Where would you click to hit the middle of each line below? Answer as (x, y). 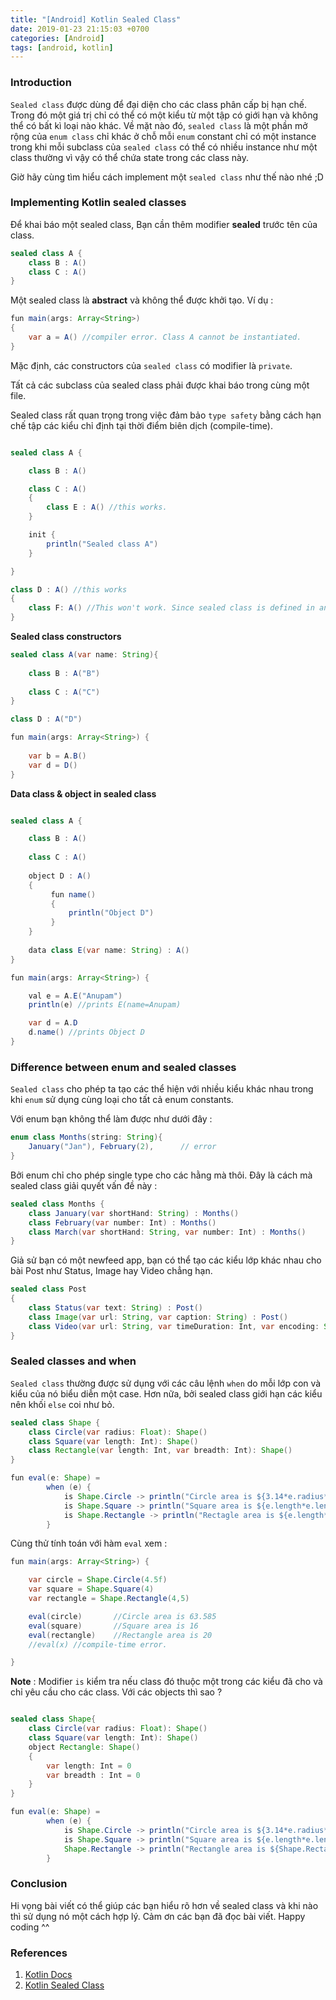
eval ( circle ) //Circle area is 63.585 (122, 1616)
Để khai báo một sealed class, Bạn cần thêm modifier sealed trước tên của (164, 224)
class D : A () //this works (69, 589)
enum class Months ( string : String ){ (86, 1137)
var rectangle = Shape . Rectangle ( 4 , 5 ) (109, 1599)
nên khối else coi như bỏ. (62, 1404)
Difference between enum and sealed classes (123, 1067)
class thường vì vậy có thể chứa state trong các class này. (130, 157)
